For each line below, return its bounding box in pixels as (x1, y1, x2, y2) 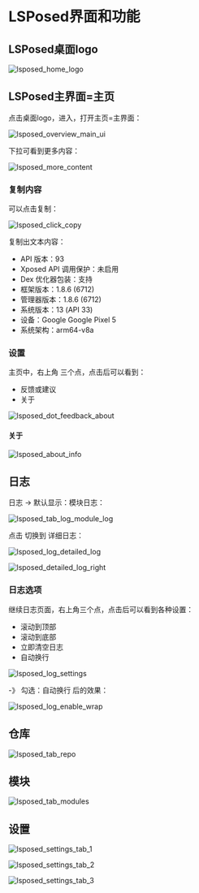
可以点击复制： (8, 204, 58, 214)
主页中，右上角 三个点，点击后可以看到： (8, 367, 146, 377)
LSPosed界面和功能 (8, 7, 141, 26)
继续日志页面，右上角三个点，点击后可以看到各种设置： (8, 604, 193, 614)
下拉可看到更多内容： (8, 145, 80, 155)
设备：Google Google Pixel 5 (19, 315, 116, 325)
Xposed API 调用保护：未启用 (19, 265, 119, 274)
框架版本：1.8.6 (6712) (19, 285, 95, 295)
